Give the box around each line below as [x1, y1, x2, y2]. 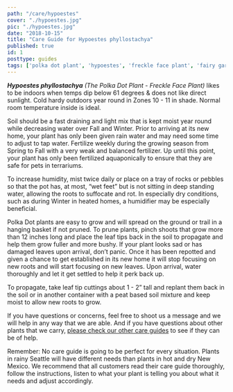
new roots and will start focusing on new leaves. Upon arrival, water [7, 262, 201, 270]
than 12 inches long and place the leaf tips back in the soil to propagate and [7, 233, 223, 241]
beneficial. [7, 204, 37, 212]
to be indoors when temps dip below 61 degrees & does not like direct [7, 88, 207, 97]
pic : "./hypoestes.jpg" [7, 23, 76, 30]
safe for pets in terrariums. [7, 161, 83, 169]
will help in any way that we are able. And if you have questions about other [7, 318, 223, 327]
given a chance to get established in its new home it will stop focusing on [7, 255, 216, 263]
